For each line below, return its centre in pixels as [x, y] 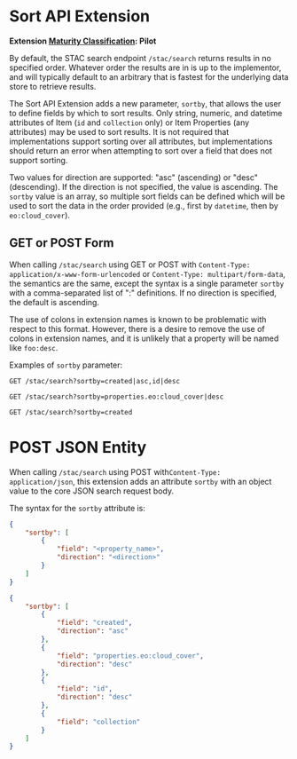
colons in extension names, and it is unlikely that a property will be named [144, 338]
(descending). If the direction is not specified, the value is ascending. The [144, 186]
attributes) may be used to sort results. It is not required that [119, 131]
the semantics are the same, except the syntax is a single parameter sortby [147, 283]
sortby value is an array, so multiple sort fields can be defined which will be [147, 196]
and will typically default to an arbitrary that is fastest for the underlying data [149, 76]
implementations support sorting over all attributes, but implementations [141, 141]
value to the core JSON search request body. [92, 491]
